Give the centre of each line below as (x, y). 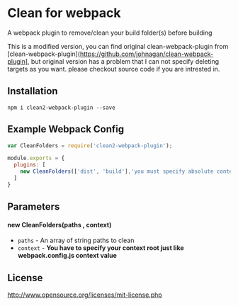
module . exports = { (36, 158)
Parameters (34, 207)
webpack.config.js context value (67, 256)
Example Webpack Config (66, 129)
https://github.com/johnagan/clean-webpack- (147, 54)
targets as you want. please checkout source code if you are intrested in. (114, 69)
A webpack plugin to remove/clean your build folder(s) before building (110, 33)
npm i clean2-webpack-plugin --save (61, 108)
